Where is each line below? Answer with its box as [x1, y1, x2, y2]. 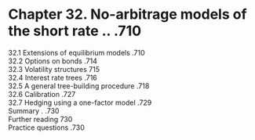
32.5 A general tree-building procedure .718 [8, 81, 150, 91]
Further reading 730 [8, 114, 73, 124]
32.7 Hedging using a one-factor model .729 [8, 98, 152, 107]
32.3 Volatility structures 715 [8, 64, 100, 74]
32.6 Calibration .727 [8, 89, 76, 99]
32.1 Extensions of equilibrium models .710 [8, 48, 145, 57]
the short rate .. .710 [8, 22, 142, 40]
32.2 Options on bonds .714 [8, 56, 98, 66]
